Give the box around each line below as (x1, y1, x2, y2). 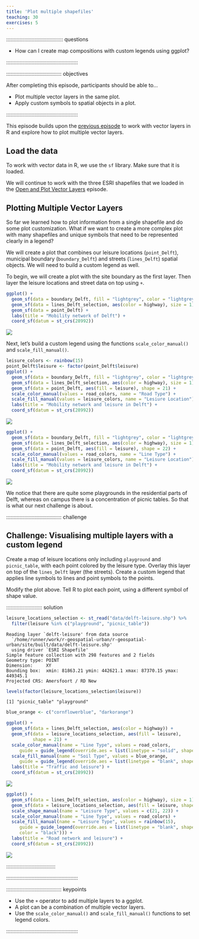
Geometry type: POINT (6, 657, 60, 663)
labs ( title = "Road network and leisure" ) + (11, 835, 123, 841)
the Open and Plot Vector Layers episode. (6, 186, 108, 193)
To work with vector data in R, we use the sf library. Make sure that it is (6, 162, 180, 169)
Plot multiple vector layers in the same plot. (14, 93, 120, 101)
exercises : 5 (6, 20, 38, 25)
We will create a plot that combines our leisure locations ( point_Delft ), (6, 249, 179, 256)
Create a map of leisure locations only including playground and (6, 555, 161, 562)
